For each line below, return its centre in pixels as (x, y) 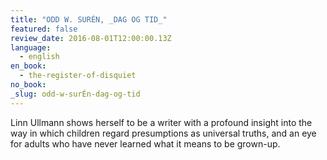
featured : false (44, 29)
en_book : (28, 66)
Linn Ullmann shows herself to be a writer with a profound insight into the (161, 122)
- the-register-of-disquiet (78, 76)
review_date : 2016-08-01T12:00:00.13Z (91, 38)
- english (39, 57)
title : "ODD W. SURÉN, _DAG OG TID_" (89, 19)
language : (31, 47)
